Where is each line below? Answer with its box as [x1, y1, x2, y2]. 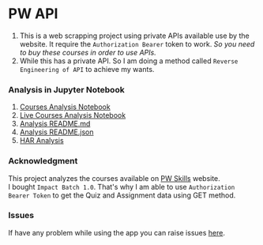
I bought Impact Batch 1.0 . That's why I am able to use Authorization [8, 182, 235, 191]
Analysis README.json [19, 127, 94, 137]
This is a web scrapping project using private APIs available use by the [19, 31, 250, 40]
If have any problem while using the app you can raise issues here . [8, 228, 225, 237]
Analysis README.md [19, 119, 91, 129]
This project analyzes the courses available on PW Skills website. [8, 173, 221, 183]
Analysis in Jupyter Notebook [8, 84, 125, 95]
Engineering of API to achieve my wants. [19, 64, 155, 73]
